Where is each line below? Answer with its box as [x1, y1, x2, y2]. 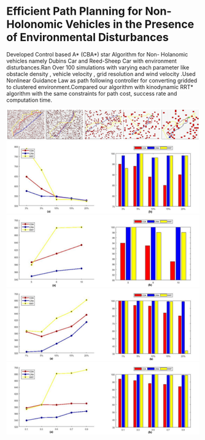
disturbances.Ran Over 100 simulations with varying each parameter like [6, 63, 190, 71]
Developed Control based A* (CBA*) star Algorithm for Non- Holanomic [6, 50, 188, 58]
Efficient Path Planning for [6, 4, 143, 18]
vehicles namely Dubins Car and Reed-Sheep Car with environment [6, 57, 177, 64]
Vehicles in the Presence [65, 17, 195, 31]
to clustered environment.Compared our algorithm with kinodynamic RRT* [6, 83, 193, 90]
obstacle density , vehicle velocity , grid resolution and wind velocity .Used [6, 70, 196, 77]
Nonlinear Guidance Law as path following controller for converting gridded [6, 77, 198, 84]
